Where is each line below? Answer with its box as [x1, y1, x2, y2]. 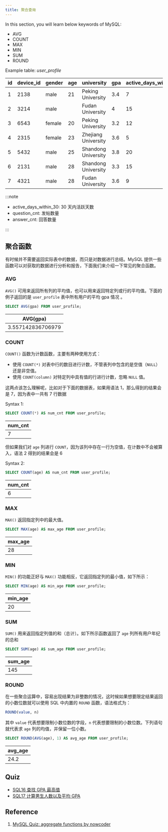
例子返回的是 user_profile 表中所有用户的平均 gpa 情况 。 [5, 294, 125, 300]
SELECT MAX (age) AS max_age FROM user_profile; [5, 527, 106, 532]
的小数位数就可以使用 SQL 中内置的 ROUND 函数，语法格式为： [5, 700, 131, 706]
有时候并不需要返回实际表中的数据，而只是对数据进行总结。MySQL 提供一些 [5, 257, 162, 263]
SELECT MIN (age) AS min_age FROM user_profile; [5, 583, 106, 589]
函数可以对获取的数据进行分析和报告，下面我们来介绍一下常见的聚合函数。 [5, 263, 158, 269]
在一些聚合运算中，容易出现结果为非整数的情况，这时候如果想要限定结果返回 [5, 693, 163, 699]
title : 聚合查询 [5, 7, 36, 13]
